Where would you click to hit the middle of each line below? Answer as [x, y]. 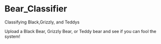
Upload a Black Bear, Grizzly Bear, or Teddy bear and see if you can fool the [80, 31]
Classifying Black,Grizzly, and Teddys [42, 22]
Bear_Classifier [36, 9]
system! [12, 36]
